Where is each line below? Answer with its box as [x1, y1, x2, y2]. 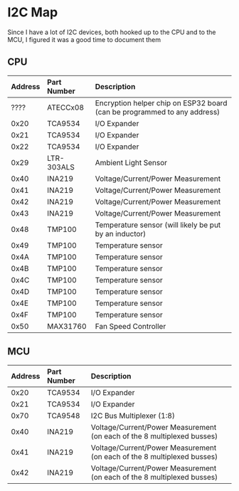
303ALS [47, 162, 75, 171]
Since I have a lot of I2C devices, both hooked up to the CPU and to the [7, 28, 216, 36]
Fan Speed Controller [95, 321, 166, 331]
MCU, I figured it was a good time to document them [7, 35, 161, 43]
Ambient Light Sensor [95, 157, 168, 167]
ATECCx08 [47, 102, 84, 112]
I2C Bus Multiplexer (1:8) [90, 411, 176, 421]
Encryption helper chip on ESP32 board [95, 97, 228, 107]
